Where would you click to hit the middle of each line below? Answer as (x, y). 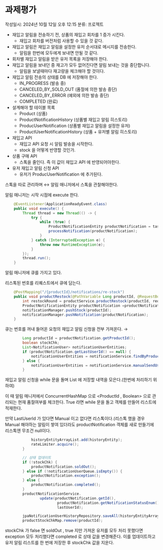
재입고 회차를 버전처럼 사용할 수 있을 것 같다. (61, 41)
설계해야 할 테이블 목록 (33, 107)
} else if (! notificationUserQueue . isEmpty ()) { (73, 471)
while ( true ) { (55, 222)
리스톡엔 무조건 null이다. (28, 431)
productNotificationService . (52, 494)
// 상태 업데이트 (37, 458)
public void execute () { (39, 208)
